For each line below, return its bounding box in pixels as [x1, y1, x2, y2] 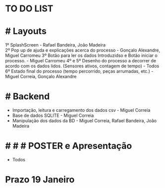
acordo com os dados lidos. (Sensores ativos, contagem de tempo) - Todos [5, 63, 160, 69]
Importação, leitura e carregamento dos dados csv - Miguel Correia [12, 107, 151, 113]
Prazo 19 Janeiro [5, 174, 75, 186]
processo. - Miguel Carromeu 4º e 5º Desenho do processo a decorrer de [5, 58, 156, 64]
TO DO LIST [5, 3, 54, 14]
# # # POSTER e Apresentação [5, 141, 132, 151]
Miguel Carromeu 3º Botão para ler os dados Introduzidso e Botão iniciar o [5, 52, 158, 58]
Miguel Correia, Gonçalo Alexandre [5, 74, 77, 80]
